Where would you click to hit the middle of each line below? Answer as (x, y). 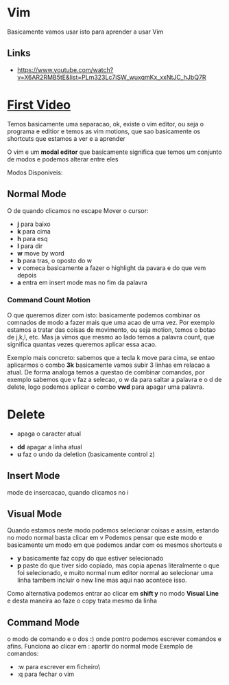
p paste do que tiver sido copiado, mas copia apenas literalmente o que (118, 565)
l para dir (30, 246)
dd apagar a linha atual (49, 447)
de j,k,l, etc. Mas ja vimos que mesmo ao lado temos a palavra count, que (111, 337)
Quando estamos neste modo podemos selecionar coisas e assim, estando (113, 530)
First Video (39, 105)
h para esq (32, 238)
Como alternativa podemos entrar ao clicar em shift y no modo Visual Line (113, 594)
